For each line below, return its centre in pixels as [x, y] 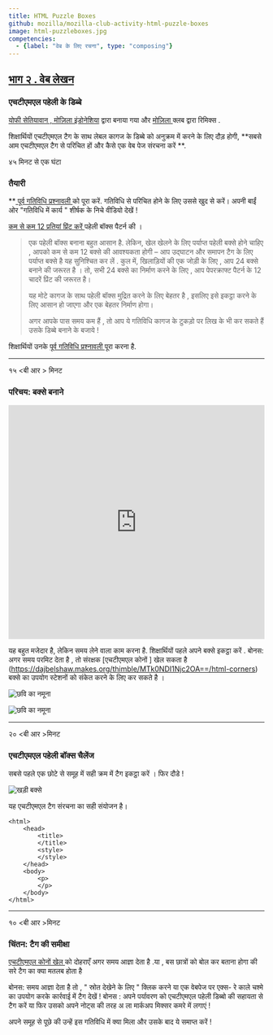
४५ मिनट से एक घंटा [35, 162]
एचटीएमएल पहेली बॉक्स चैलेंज [52, 756]
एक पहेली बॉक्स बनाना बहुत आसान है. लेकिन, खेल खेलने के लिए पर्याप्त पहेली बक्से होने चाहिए [146, 243]
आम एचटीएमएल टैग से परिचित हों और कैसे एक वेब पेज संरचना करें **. [97, 145]
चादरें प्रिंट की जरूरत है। [60, 279]
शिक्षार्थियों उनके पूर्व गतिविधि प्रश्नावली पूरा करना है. [72, 347]
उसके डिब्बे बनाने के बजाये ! [63, 330]
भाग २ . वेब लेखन [41, 79]
